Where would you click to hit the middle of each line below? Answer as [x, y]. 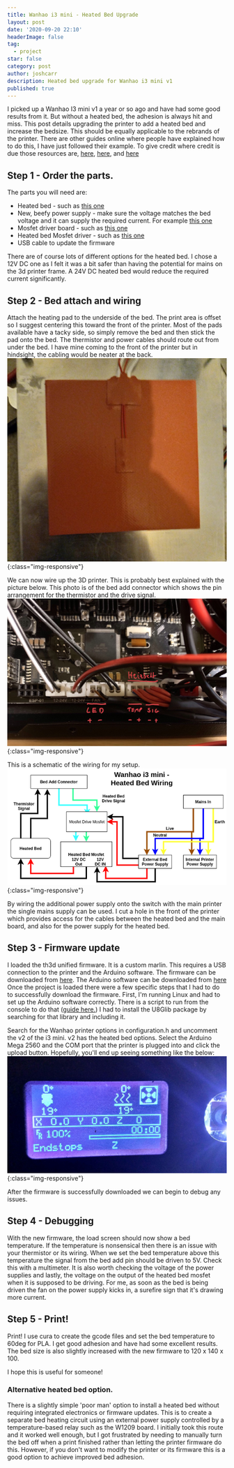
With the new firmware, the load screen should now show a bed [99, 1238]
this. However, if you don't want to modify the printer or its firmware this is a [116, 1449]
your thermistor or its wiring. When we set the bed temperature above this [113, 1252]
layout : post [26, 22]
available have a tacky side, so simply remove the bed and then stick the [111, 332]
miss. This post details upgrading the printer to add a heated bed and [107, 124]
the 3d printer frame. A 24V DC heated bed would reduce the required [108, 272]
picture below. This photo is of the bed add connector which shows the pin [115, 587]
